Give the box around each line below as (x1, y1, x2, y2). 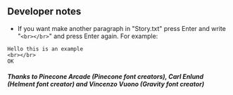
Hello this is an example (7, 45, 83, 52)
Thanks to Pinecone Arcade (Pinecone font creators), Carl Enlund (7, 72, 204, 81)
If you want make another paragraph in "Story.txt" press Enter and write (17, 24, 227, 32)
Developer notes (7, 6, 82, 18)
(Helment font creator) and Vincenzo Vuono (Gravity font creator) (7, 80, 205, 89)
